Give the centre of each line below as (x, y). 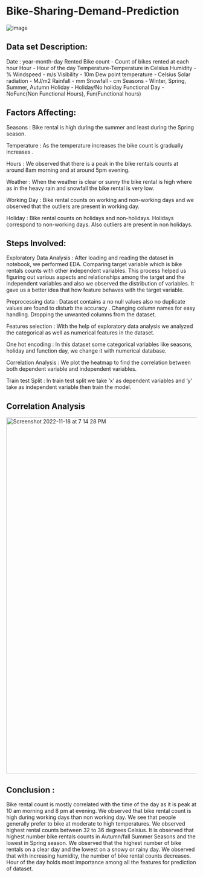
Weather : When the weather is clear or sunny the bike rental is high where (99, 181)
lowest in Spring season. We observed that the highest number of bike (94, 843)
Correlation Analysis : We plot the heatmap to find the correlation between (99, 363)
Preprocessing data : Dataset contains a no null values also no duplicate (96, 302)
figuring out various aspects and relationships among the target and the (95, 277)
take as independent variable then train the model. (69, 387)
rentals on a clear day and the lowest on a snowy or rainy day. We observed (101, 849)
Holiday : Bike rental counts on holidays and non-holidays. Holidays (90, 218)
